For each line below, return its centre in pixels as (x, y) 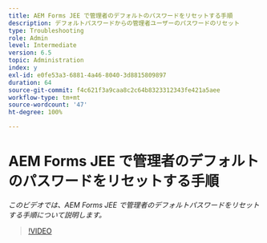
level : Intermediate (43, 46)
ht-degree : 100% (35, 113)
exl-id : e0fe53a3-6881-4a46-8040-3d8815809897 (87, 75)
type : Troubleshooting (46, 30)
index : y (23, 68)
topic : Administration (46, 61)
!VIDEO (40, 231)
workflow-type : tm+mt (44, 98)
